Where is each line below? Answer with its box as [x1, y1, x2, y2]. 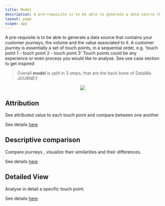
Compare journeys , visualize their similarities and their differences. [5, 149, 141, 155]
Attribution [5, 99, 39, 107]
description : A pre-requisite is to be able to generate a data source [5, 12, 155, 17]
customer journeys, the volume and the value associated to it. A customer [5, 40, 155, 46]
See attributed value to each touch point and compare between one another [5, 112, 159, 118]
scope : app [5, 21, 27, 26]
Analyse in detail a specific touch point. [5, 186, 85, 192]
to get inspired [5, 61, 34, 67]
